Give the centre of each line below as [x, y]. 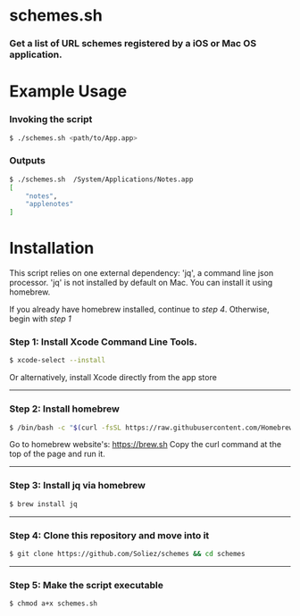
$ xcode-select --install [57, 361]
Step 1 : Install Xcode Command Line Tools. [104, 342]
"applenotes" [50, 204]
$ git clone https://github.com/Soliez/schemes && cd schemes [127, 554]
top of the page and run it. [57, 454]
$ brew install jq [43, 504]
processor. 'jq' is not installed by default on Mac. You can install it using [141, 283]
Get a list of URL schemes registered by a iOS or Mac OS [133, 44]
